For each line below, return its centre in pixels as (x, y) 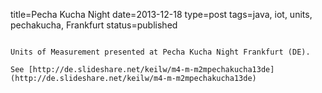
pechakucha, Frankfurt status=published (94, 25)
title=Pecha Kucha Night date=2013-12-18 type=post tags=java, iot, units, (161, 14)
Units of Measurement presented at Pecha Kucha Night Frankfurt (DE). (160, 52)
